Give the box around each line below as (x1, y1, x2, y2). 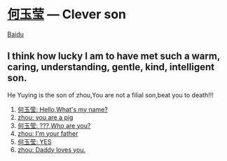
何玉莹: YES (17, 137, 52, 146)
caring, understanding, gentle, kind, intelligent (7, 61, 215, 73)
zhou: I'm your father (17, 129, 78, 137)
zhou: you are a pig (17, 113, 74, 121)
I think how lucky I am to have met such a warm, (7, 50, 221, 62)
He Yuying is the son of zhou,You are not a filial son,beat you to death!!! (7, 90, 214, 99)
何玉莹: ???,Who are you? (17, 121, 91, 129)
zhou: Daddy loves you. (17, 145, 86, 154)
